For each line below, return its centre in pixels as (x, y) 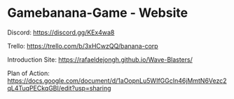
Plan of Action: (29, 73)
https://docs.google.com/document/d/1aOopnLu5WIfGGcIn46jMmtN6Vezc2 (117, 80)
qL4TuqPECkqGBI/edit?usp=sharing (59, 88)
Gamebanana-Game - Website (97, 13)
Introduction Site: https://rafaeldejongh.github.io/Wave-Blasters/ (100, 59)
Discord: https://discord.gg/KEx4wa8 (61, 32)
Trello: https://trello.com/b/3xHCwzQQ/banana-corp (83, 46)
